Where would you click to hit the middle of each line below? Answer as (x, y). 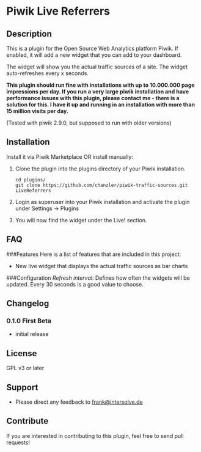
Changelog (28, 304)
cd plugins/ (30, 180)
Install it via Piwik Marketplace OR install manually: (70, 156)
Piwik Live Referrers (58, 11)
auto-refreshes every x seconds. (47, 73)
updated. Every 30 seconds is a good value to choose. (75, 284)
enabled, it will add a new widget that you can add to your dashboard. (94, 55)
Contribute (27, 421)
